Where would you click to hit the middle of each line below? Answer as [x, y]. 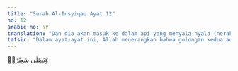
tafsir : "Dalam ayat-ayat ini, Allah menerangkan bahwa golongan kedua [115, 40]
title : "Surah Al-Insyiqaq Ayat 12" [61, 14]
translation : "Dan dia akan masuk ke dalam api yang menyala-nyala [109, 33]
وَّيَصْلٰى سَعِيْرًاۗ [28, 60]
